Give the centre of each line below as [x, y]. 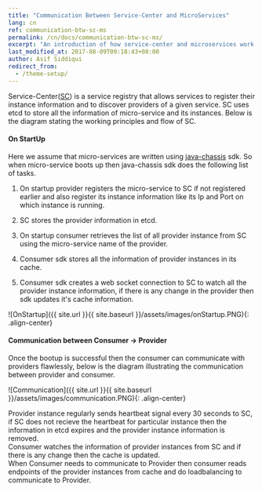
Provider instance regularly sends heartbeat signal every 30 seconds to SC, [131, 413]
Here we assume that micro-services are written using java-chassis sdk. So [130, 156]
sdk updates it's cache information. [76, 299]
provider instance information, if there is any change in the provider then [136, 290]
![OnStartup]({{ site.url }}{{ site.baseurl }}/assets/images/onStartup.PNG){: [129, 314]
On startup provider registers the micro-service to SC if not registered [132, 188]
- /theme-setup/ [42, 74]
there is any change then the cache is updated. [84, 455]
